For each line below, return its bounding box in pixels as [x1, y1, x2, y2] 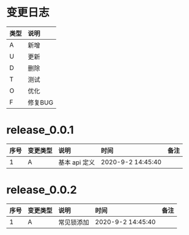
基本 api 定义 [58, 158, 95, 167]
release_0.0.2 [6, 183, 78, 197]
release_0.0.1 [6, 123, 75, 137]
